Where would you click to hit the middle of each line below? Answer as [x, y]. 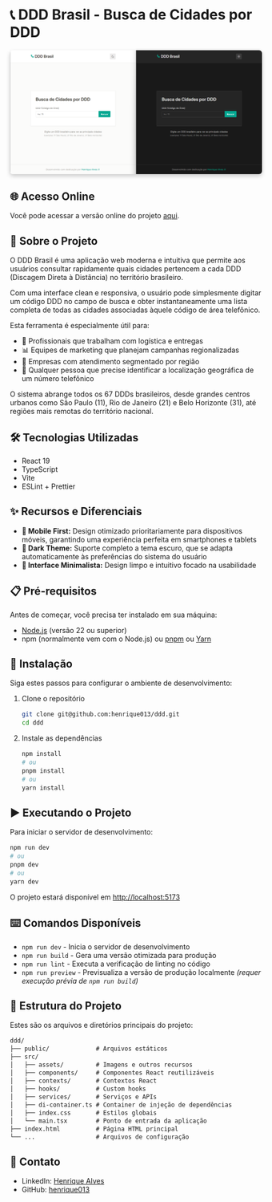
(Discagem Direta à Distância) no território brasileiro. [97, 278]
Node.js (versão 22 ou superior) [74, 630]
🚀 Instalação [41, 664]
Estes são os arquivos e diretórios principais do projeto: [102, 1025]
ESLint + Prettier [48, 486]
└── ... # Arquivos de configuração [100, 1137]
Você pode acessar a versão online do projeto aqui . [95, 216]
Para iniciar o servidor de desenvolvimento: [82, 832]
